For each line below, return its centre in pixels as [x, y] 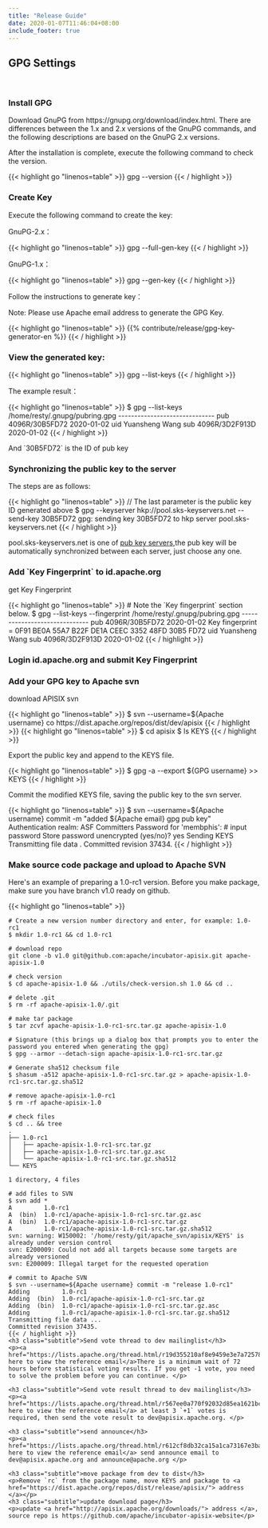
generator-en [30, 336]
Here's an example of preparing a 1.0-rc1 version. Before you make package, [134, 882]
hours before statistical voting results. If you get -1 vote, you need [132, 1369]
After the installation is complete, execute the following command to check [131, 153]
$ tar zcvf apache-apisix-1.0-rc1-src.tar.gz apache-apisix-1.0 [117, 1026]
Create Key [30, 198]
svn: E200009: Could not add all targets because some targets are [123, 1250]
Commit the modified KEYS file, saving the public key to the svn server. [125, 794]
